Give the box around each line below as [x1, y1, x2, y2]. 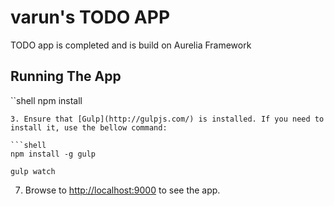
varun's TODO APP [10, 6, 171, 29]
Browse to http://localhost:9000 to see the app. [24, 184, 221, 196]
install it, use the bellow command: [10, 122, 168, 133]
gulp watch [10, 166, 56, 176]
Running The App [10, 68, 122, 85]
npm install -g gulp [10, 149, 97, 159]
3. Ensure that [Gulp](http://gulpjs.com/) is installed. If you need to [10, 114, 325, 124]
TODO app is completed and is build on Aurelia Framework [10, 39, 252, 51]
